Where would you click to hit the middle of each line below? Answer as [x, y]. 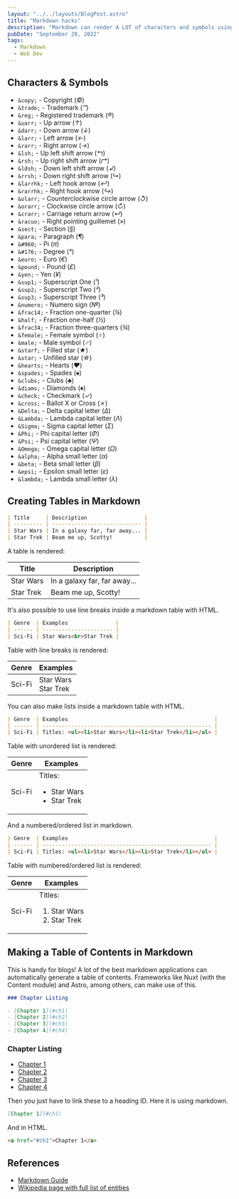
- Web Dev [28, 54]
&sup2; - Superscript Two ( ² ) [59, 289]
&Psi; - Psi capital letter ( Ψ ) [58, 441]
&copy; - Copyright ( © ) [51, 100]
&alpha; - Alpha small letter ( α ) [63, 456]
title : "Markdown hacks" [44, 21]
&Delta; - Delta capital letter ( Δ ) [64, 410]
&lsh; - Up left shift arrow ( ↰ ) [61, 153]
